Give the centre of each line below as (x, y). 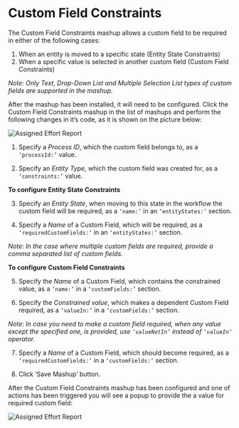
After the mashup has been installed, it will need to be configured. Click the (118, 104)
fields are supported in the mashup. (60, 90)
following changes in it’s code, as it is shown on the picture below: (105, 119)
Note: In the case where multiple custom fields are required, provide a (111, 246)
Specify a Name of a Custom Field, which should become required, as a (124, 353)
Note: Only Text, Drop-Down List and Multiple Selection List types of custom (120, 82)
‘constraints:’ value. (51, 176)
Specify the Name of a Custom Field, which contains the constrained (119, 281)
